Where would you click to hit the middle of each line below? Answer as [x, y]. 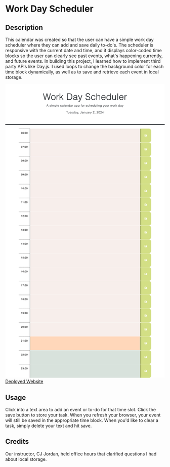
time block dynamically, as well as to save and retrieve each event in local [82, 72]
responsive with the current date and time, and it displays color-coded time [83, 50]
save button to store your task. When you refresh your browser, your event [83, 415]
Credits [17, 441]
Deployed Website [24, 381]
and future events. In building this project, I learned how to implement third [83, 61]
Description [24, 28]
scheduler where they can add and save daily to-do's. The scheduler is [79, 45]
